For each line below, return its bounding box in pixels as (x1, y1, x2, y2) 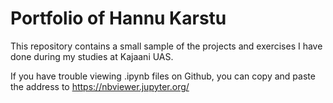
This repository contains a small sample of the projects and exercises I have (10, 40, 323, 52)
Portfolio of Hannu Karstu (10, 7, 227, 30)
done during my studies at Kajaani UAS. (10, 50, 174, 62)
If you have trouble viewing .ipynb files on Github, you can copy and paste (10, 70, 316, 82)
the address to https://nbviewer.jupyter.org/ (10, 80, 190, 92)
